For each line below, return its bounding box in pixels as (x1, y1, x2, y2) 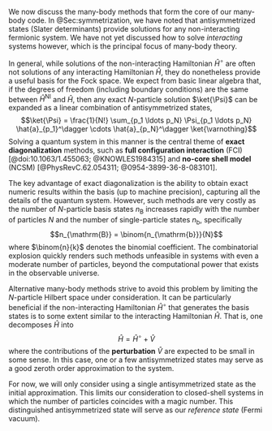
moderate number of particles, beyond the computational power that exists (8, 259, 259, 269)
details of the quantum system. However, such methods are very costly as (8, 196, 257, 205)
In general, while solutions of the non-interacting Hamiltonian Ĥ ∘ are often (8, 57, 256, 68)
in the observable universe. (8, 268, 100, 278)
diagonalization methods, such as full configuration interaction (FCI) (8, 145, 243, 155)
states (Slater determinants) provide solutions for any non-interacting (8, 24, 240, 33)
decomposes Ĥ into (8, 320, 75, 330)
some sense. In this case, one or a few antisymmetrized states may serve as (8, 355, 264, 364)
